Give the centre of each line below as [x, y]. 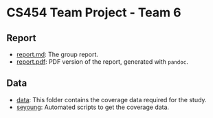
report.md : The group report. [57, 54]
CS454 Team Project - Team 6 [94, 13]
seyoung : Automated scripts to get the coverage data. [93, 107]
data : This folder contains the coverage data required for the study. [111, 99]
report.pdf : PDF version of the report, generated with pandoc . [102, 62]
